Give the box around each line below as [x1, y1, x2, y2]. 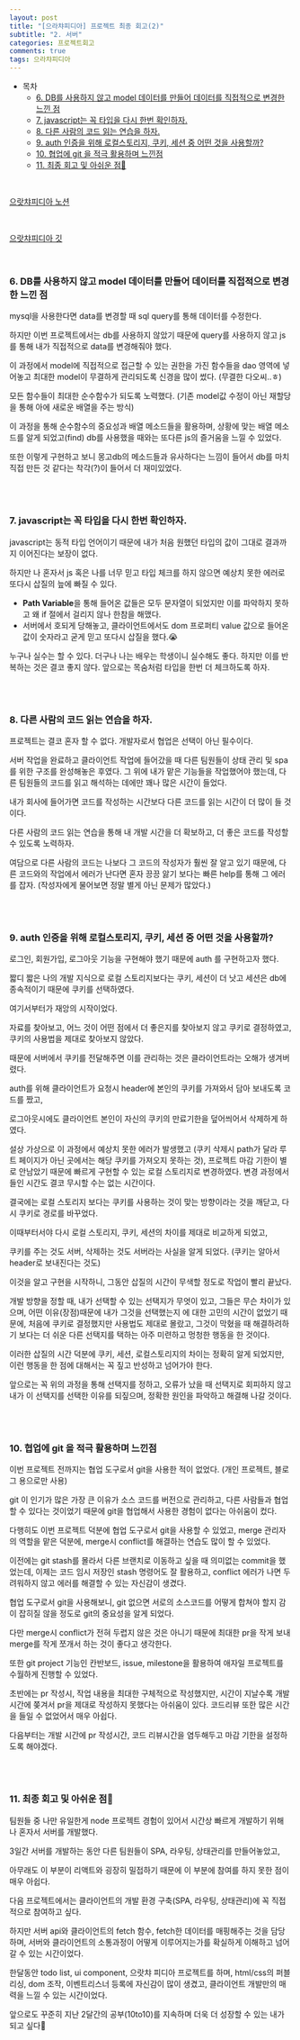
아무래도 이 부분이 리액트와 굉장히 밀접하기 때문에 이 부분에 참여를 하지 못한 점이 [9, 1864, 290, 1875]
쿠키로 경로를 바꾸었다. [18, 1208, 99, 1219]
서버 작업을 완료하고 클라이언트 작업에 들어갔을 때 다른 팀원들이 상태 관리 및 [9, 754, 273, 766]
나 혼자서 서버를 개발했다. [9, 1826, 99, 1837]
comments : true [9, 47, 66, 56]
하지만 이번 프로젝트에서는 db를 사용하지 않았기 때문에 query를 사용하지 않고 [9, 330, 278, 340]
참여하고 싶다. [32, 1906, 82, 1917]
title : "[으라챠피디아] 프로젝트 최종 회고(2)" [9, 22, 164, 31]
